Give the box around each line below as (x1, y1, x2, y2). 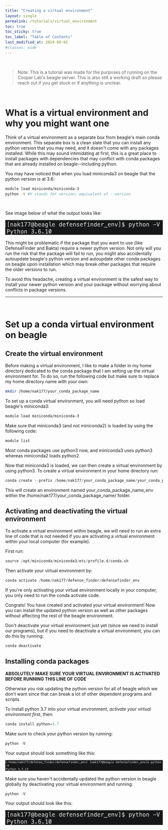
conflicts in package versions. (5, 287, 67, 293)
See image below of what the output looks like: (5, 210, 101, 216)
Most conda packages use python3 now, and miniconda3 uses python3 (5, 447, 152, 453)
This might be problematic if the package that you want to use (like (5, 240, 143, 246)
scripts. (5, 696, 21, 702)
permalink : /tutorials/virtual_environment (5, 19, 97, 24)
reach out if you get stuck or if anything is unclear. (17, 80, 121, 86)
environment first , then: (5, 711, 53, 717)
